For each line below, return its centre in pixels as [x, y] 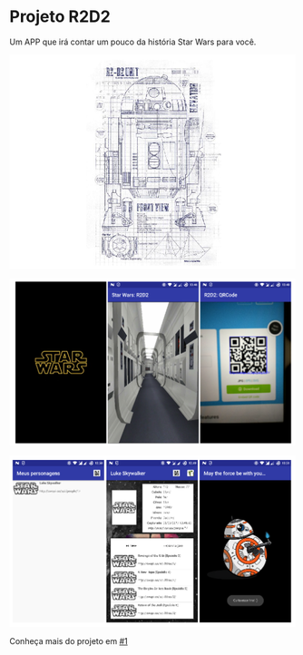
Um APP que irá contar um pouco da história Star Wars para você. [133, 42]
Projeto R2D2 [60, 17]
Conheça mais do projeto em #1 [69, 641]
